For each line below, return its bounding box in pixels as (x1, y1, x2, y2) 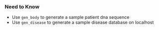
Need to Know (4, 3, 40, 10)
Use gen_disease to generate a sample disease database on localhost (11, 19, 154, 25)
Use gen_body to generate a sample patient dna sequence (11, 15, 130, 20)
